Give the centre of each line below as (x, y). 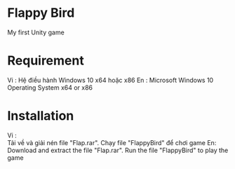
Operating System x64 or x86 (50, 87)
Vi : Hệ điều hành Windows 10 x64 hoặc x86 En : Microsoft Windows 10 (110, 80)
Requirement (46, 61)
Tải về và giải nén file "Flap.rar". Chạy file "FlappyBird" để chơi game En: (112, 142)
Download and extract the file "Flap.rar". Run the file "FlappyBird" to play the (118, 150)
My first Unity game (36, 32)
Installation (41, 116)
